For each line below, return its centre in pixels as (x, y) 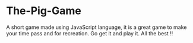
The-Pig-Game (44, 11)
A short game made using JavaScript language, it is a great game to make (96, 27)
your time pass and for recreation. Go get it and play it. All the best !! (90, 33)
